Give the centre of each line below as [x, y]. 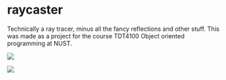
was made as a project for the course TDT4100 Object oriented [96, 36]
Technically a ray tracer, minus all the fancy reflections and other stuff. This [113, 29]
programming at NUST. [40, 43]
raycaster [35, 10]
